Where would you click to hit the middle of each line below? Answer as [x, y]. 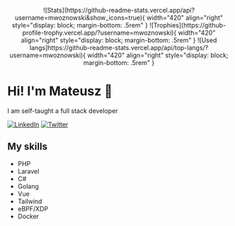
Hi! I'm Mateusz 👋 [60, 91]
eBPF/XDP [33, 208]
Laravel [28, 171]
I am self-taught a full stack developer [63, 111]
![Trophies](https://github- [188, 25]
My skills [28, 147]
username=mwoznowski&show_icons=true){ [80, 18]
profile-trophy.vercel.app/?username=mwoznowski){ [99, 32]
